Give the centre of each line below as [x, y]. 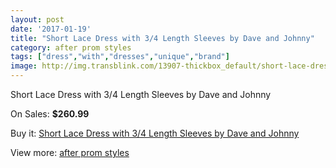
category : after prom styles [71, 47]
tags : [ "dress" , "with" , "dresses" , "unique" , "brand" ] [120, 57]
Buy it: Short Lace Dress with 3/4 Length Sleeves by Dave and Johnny [155, 133]
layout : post [37, 19]
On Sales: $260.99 [50, 114]
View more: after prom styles [70, 152]
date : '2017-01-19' [51, 29]
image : [24, 66]
